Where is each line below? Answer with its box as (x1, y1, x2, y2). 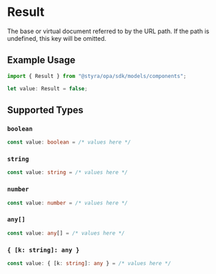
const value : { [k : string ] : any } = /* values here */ (7, 260, 171, 266)
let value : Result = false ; (7, 85, 88, 92)
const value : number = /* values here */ (7, 199, 128, 206)
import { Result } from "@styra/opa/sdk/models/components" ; (7, 72, 187, 79)
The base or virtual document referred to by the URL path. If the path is (7, 27, 210, 35)
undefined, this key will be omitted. (7, 34, 107, 42)
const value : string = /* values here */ (7, 169, 128, 176)
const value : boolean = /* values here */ (7, 139, 131, 146)
